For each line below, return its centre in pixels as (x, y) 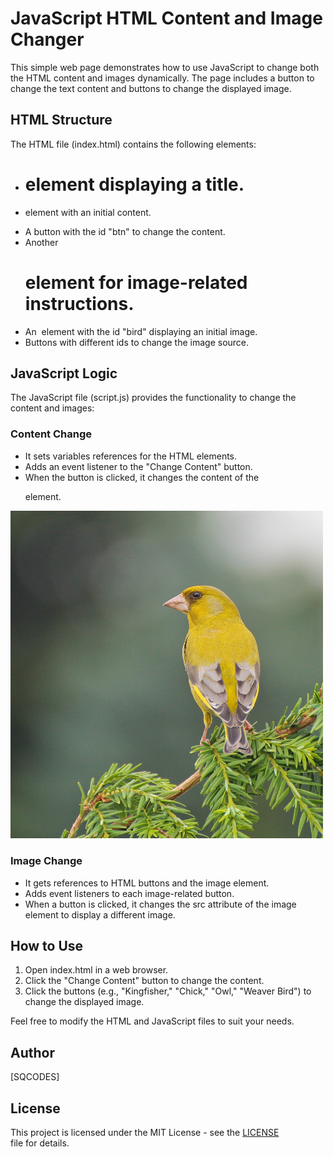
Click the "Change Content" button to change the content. (144, 981)
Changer (47, 39)
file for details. (40, 1143)
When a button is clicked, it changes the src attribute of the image (160, 904)
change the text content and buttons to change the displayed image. (151, 88)
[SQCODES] (35, 1077)
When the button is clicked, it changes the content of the (142, 477)
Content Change (51, 434)
